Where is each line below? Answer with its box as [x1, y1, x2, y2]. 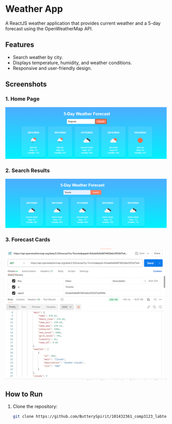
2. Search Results [5, 167, 50, 174]
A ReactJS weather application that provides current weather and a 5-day [5, 20, 161, 26]
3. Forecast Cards [5, 236, 50, 243]
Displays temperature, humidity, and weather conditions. [12, 60, 132, 66]
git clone [12, 414, 34, 419]
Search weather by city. [12, 54, 63, 60]
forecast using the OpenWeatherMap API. [5, 25, 93, 31]
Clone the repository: [12, 403, 58, 410]
